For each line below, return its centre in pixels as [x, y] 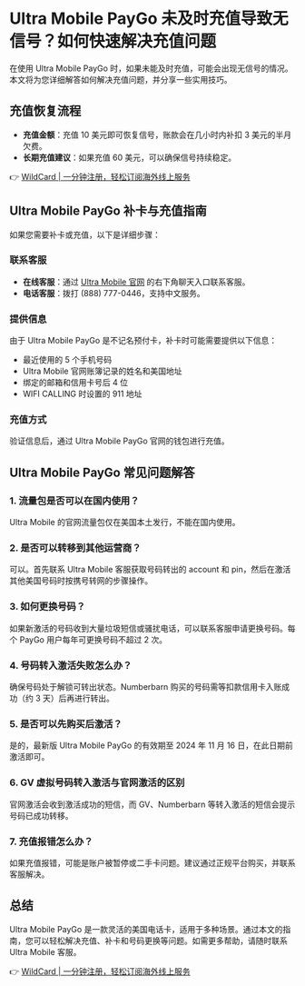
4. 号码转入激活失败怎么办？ [71, 665]
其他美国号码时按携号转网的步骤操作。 [81, 581]
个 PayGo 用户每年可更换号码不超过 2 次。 [89, 639]
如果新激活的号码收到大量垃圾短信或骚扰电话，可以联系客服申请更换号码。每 [152, 628]
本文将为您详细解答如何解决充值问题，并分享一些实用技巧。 [121, 79]
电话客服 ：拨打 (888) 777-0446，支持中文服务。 [114, 293]
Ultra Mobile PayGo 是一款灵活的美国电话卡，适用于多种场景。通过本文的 [146, 929]
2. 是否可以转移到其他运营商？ [75, 548]
